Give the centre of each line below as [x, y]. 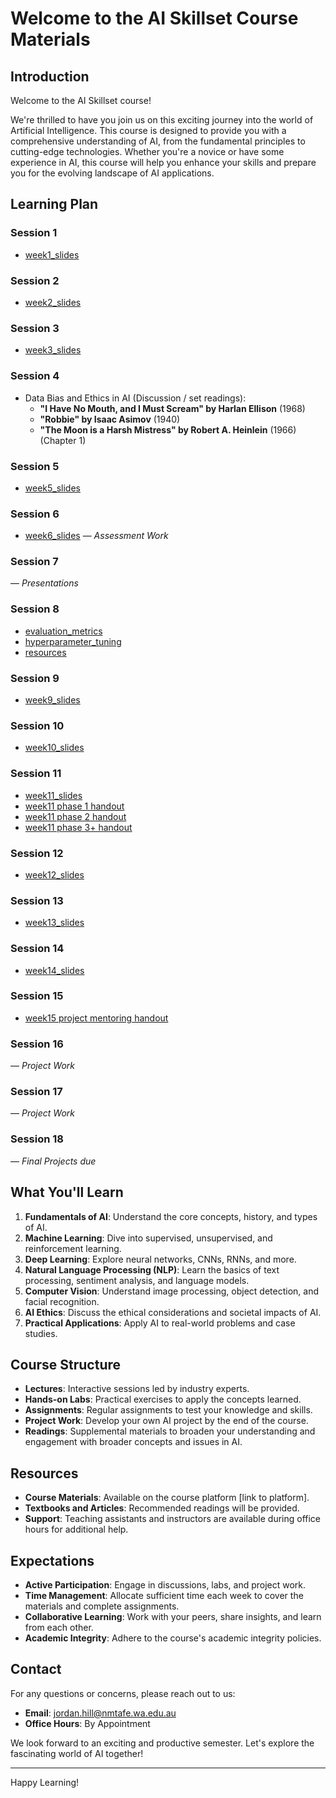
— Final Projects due [53, 1161]
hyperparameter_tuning [73, 641]
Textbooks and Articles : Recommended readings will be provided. [162, 1508]
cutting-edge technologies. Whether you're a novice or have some [147, 151]
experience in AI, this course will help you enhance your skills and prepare [163, 162]
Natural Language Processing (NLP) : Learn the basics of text [152, 1269]
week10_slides [54, 748]
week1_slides [52, 254]
